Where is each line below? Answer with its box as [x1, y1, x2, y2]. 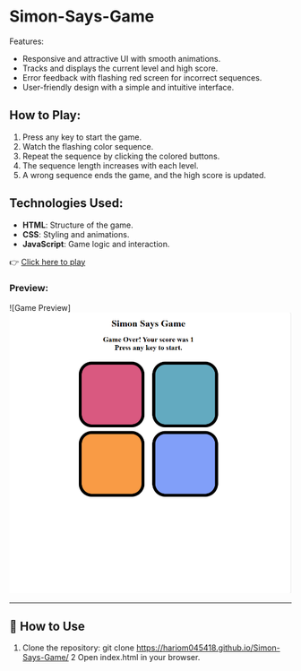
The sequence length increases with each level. [21, 159, 199, 171]
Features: [9, 36, 45, 47]
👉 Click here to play [9, 256, 86, 267]
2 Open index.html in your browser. [70, 652, 201, 663]
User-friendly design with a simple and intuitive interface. [21, 82, 235, 92]
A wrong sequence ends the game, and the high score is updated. [21, 169, 267, 180]
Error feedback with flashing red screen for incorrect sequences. [21, 72, 262, 82]
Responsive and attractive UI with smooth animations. [21, 53, 221, 64]
